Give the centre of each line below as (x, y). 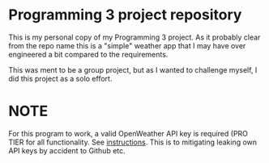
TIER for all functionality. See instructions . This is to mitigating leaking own (133, 142)
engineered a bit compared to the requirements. (88, 54)
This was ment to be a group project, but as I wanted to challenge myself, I (133, 69)
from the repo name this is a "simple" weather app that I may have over (127, 45)
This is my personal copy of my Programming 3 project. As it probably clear (134, 37)
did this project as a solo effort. (60, 78)
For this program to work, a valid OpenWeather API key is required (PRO (128, 133)
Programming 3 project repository (125, 15)
